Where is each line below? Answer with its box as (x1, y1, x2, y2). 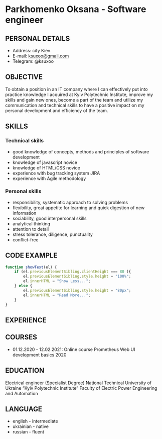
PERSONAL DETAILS (5, 34, 70, 43)
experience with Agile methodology (12, 175, 86, 182)
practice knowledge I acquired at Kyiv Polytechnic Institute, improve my (5, 92, 153, 98)
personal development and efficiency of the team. (5, 107, 108, 114)
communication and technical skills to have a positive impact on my (5, 102, 144, 108)
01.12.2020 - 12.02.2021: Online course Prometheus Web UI (12, 346, 135, 353)
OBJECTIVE (5, 73, 43, 81)
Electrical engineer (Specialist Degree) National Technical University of (5, 380, 152, 386)
